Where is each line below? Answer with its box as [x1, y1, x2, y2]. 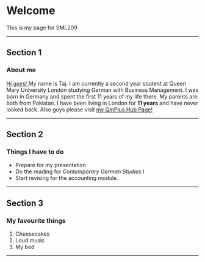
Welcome [6, 4, 56, 18]
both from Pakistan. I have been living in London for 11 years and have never [6, 99, 198, 107]
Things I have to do [6, 148, 64, 156]
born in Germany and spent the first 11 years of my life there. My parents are [6, 92, 198, 100]
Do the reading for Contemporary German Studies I [15, 168, 145, 175]
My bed [15, 243, 35, 250]
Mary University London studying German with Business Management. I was [6, 86, 199, 94]
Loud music [15, 237, 45, 244]
